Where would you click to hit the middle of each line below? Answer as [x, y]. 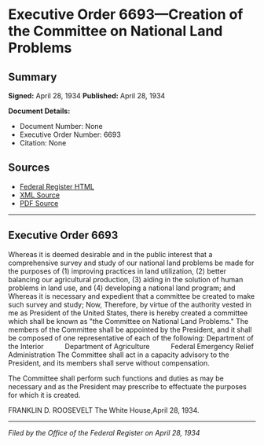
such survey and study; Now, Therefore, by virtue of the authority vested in [130, 304]
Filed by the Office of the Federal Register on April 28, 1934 [104, 432]
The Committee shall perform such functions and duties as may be [116, 378]
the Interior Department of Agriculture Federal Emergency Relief [131, 346]
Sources [29, 168]
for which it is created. [44, 395]
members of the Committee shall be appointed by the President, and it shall [130, 329]
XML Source [40, 195]
